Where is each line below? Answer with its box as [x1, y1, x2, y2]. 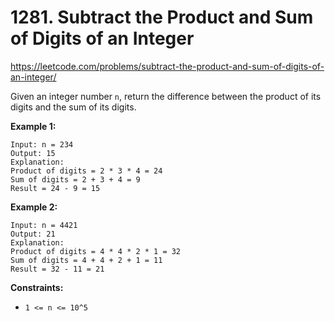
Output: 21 [10, 229, 56, 239]
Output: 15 [10, 148, 56, 158]
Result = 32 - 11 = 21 [10, 264, 105, 274]
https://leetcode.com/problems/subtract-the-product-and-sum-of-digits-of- [10, 60, 325, 72]
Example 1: [10, 120, 57, 132]
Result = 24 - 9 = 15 [10, 183, 101, 193]
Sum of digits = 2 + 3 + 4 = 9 [10, 174, 141, 185]
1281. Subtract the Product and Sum [10, 6, 314, 29]
